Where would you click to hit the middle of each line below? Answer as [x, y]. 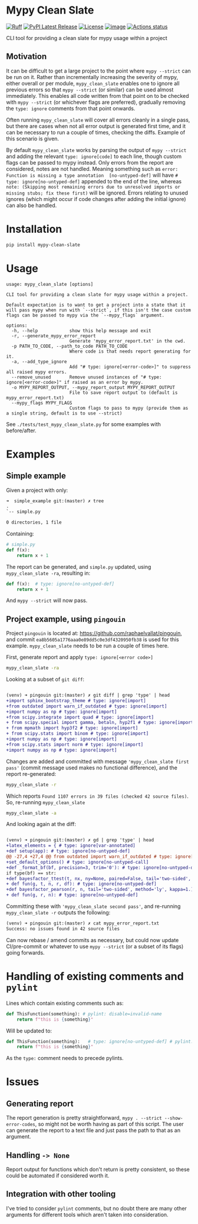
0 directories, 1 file [34, 522]
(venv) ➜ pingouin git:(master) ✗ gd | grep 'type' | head [80, 840]
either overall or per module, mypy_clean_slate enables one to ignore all [93, 83]
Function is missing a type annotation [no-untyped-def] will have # [92, 175]
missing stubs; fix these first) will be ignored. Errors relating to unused [97, 193]
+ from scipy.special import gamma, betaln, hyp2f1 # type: [82, 723]
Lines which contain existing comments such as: [65, 1003]
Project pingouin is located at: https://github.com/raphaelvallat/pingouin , [94, 633]
